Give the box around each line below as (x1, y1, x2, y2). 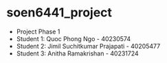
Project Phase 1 (16, 27, 60, 36)
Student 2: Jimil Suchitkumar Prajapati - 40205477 (16, 42, 161, 50)
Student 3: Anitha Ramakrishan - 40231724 (16, 49, 139, 58)
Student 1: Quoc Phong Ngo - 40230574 (16, 34, 131, 42)
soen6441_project (6, 5, 113, 21)
